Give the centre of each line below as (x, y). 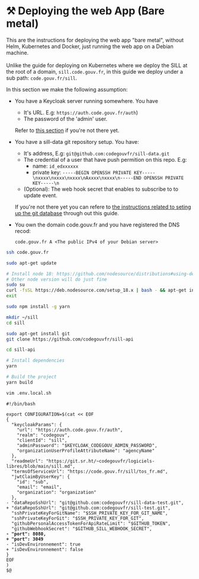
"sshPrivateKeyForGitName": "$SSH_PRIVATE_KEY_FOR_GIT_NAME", (90, 513)
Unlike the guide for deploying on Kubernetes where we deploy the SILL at (97, 65)
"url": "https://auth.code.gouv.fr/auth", (70, 430)
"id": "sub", (33, 482)
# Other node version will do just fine (57, 279)
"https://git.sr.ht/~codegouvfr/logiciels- (100, 461)
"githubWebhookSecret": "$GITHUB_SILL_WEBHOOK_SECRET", (82, 528)
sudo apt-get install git (38, 333)
